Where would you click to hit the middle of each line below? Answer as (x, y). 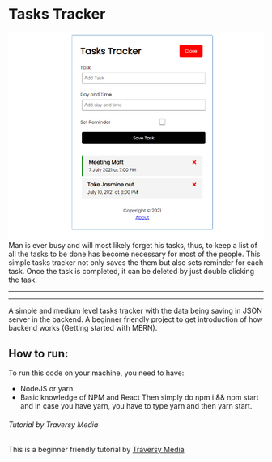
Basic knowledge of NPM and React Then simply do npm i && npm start (139, 397)
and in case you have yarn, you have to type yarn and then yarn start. (136, 405)
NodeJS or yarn (47, 388)
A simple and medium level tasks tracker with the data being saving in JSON (136, 311)
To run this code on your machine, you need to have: (96, 373)
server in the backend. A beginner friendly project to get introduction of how (136, 319)
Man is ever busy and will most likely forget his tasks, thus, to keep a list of (133, 246)
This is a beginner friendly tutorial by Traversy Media (96, 450)
